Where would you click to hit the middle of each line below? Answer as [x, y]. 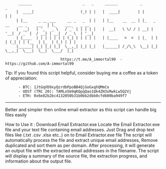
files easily [16, 115]
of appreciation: [21, 78]
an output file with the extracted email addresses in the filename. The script [82, 151]
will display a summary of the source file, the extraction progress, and [76, 156]
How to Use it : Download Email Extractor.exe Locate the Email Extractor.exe [83, 124]
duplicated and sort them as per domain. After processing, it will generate [80, 145]
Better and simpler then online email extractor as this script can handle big [81, 109]
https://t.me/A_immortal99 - [91, 59]
